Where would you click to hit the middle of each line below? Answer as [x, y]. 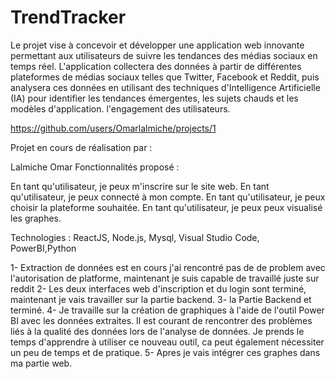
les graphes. [36, 218]
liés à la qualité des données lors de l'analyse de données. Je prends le [157, 331]
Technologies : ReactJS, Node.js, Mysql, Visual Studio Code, [135, 237]
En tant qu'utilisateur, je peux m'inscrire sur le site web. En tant [140, 186]
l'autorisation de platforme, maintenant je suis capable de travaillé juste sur [165, 278]
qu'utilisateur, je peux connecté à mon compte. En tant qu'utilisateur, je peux [168, 197]
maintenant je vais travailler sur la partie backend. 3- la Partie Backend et [161, 299]
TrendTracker [68, 17]
